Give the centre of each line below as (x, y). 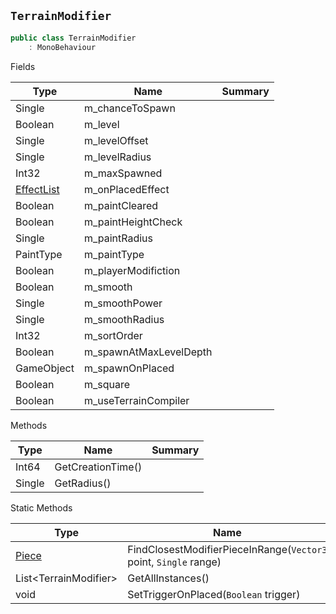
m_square (106, 384)
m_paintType (114, 254)
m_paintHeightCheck (133, 222)
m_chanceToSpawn (129, 108)
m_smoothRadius (124, 319)
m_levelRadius (117, 157)
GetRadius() (83, 483)
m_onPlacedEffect (126, 189)
